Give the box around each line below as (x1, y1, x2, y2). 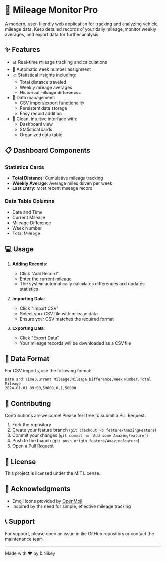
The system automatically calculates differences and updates (19, 280, 145, 286)
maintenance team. (5, 536, 44, 542)
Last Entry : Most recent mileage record (12, 186, 93, 191)
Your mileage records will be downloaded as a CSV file (19, 340, 131, 346)
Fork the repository (12, 422, 52, 428)
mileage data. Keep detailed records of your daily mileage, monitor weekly (5, 26, 157, 32)
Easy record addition (19, 110, 62, 116)
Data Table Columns (5, 198, 55, 205)
